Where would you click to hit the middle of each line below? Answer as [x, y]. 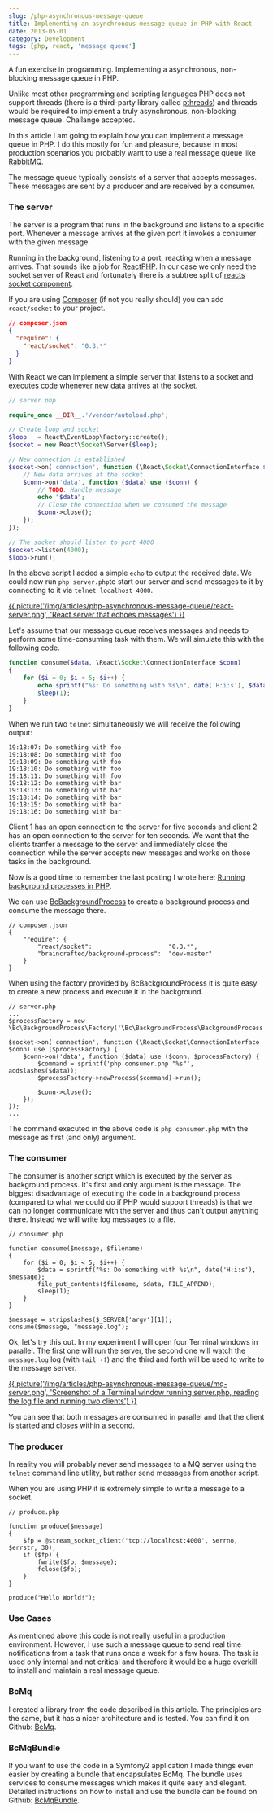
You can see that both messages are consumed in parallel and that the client [136, 1416]
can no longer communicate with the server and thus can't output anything [134, 1210]
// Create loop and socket [54, 430]
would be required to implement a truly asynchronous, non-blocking [122, 112]
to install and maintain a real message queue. [84, 1670]
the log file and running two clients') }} [73, 1401]
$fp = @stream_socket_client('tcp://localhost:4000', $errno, [130, 1541]
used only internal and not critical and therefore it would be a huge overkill [133, 1662]
